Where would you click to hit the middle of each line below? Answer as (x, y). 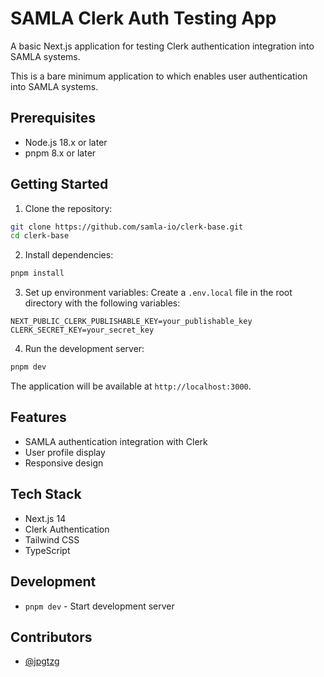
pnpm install (37, 273)
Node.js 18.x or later (66, 142)
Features (38, 417)
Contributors (51, 637)
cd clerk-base (40, 236)
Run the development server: (84, 349)
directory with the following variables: (102, 303)
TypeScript (47, 550)
